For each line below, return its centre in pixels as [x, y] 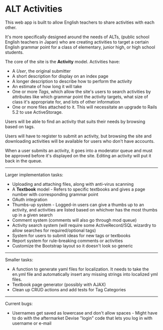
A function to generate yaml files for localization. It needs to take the [80, 269]
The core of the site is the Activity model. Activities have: [63, 61]
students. [15, 52]
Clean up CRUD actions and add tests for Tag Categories [69, 289]
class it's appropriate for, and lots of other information [66, 102]
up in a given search [32, 215]
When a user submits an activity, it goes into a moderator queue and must [79, 150]
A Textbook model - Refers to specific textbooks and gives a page [79, 189]
